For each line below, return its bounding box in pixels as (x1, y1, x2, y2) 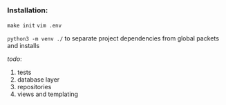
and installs (7, 42, 40, 50)
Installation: (7, 5, 48, 15)
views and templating (17, 90, 78, 98)
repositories (17, 83, 52, 91)
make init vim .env (7, 23, 62, 30)
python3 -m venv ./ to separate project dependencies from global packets (7, 34, 220, 43)
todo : (7, 55, 22, 63)
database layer (17, 75, 60, 84)
